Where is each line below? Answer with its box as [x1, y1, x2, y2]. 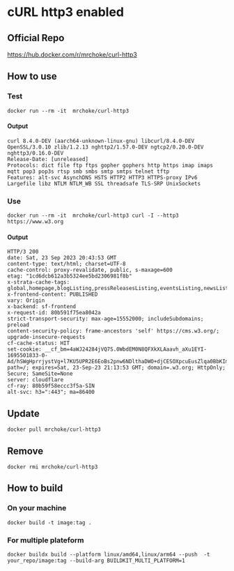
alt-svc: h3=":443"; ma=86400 [7, 388, 95, 396]
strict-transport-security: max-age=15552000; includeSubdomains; [7, 315, 204, 323]
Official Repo [7, 32, 65, 44]
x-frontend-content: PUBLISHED [7, 291, 98, 298]
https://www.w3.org [7, 218, 64, 225]
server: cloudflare [7, 376, 64, 383]
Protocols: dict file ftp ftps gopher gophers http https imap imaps [7, 162, 214, 169]
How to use [7, 70, 57, 82]
